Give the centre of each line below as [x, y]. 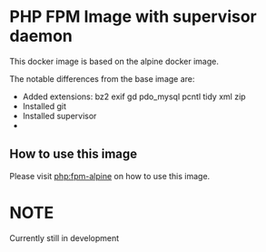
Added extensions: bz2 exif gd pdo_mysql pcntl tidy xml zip [134, 96]
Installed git [44, 106]
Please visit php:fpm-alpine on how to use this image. [110, 176]
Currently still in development [64, 237]
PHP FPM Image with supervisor [133, 17]
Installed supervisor [59, 116]
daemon [41, 36]
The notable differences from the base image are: [102, 78]
